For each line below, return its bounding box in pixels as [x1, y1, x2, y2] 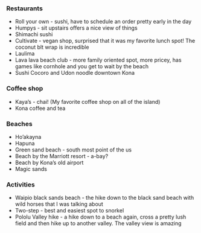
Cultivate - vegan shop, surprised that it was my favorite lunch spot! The [14, 37, 196, 45]
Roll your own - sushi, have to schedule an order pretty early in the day [14, 18, 192, 25]
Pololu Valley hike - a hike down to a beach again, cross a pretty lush [14, 213, 187, 221]
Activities [6, 180, 35, 188]
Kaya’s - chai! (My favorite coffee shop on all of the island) [14, 98, 161, 105]
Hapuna [14, 139, 35, 147]
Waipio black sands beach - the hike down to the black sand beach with [14, 194, 194, 202]
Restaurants [6, 4, 43, 13]
